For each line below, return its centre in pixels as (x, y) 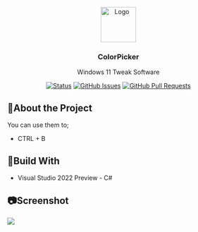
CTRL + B (31, 139)
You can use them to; (38, 125)
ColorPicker (118, 56)
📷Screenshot (38, 201)
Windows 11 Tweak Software (118, 72)
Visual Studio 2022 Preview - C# (65, 178)
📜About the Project (50, 108)
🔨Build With (33, 161)
